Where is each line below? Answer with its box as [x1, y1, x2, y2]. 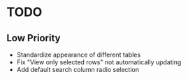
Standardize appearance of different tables [16, 50, 141, 59]
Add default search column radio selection [16, 66, 139, 73]
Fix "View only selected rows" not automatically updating [16, 58, 182, 66]
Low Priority [6, 32, 61, 44]
